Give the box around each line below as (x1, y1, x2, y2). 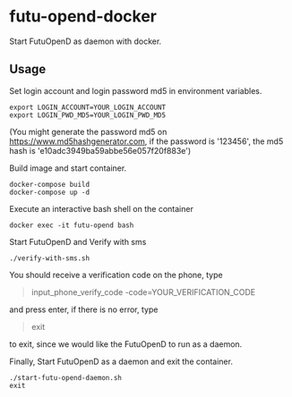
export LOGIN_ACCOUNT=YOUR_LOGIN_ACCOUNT (9, 103, 167, 112)
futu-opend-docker (9, 6, 158, 27)
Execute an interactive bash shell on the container (9, 203, 194, 214)
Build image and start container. (9, 163, 127, 173)
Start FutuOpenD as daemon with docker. (9, 36, 162, 46)
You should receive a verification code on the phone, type (9, 269, 223, 280)
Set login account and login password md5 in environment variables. (9, 85, 262, 96)
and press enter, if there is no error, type (9, 304, 159, 315)
